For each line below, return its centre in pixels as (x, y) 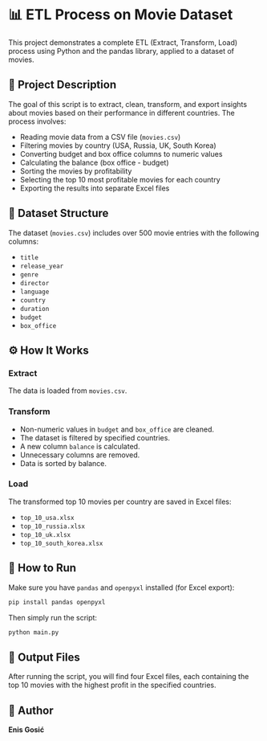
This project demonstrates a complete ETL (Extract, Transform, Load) (123, 42)
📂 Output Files (44, 657)
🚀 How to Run (42, 568)
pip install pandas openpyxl (57, 602)
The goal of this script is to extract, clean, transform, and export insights (127, 104)
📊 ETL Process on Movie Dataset (121, 15)
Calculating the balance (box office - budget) (94, 162)
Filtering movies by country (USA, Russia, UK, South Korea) (118, 145)
